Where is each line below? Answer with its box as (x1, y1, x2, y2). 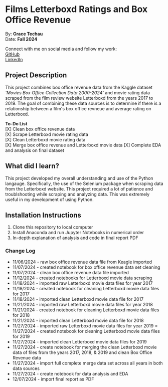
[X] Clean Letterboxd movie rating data (5, 136, 86, 142)
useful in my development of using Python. (5, 197, 94, 203)
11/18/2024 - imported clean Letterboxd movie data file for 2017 (12, 296, 144, 302)
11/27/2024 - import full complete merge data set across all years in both (12, 360, 163, 366)
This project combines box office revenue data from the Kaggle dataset (5, 84, 153, 90)
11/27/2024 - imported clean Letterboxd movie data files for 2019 (12, 338, 147, 344)
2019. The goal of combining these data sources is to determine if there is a (5, 100, 161, 106)
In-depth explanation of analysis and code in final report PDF (12, 235, 139, 241)
